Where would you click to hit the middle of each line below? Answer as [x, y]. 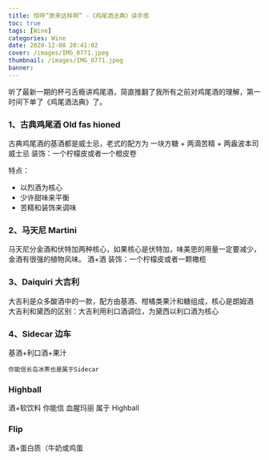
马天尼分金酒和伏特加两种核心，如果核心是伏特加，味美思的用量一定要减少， [134, 249]
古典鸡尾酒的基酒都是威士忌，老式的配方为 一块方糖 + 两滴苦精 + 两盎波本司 [134, 143]
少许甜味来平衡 [44, 198]
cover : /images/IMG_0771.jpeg [59, 53]
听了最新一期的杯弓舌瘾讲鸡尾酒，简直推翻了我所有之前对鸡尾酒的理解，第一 [134, 91]
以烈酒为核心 [41, 188]
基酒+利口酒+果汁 [38, 353]
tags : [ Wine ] [30, 30]
